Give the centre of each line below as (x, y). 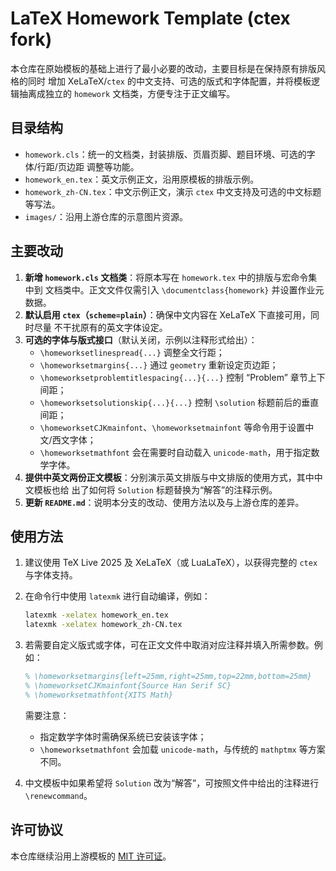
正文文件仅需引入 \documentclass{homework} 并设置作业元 (206, 289)
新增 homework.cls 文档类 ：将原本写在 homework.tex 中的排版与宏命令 (166, 277)
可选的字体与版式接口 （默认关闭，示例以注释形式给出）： (141, 339)
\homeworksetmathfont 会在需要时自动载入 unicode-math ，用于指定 (175, 452)
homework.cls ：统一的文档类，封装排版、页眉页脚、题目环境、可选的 (165, 154)
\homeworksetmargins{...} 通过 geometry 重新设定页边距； (159, 364)
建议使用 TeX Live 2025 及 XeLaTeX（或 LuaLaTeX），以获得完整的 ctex (171, 563)
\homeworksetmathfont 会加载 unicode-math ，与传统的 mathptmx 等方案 (182, 749)
